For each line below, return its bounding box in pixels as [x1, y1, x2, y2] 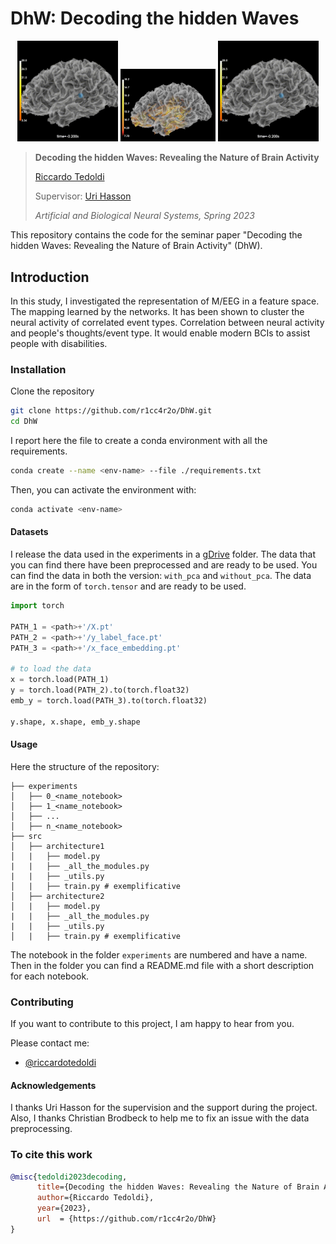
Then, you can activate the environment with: [10, 483, 197, 496]
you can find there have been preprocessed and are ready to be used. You [10, 559, 318, 571]
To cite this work [10, 1148, 93, 1162]
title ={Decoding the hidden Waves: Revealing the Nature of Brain [36, 1182, 320, 1192]
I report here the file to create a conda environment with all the [10, 435, 268, 447]
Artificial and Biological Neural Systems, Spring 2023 [34, 210, 255, 222]
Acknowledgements [10, 1079, 97, 1091]
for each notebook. [10, 970, 90, 982]
